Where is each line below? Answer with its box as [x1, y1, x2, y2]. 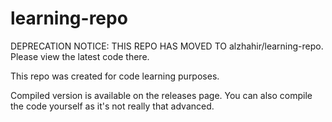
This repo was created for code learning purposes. [10, 70, 220, 82]
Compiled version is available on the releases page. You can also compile [10, 89, 313, 101]
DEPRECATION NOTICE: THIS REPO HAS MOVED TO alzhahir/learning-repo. [10, 40, 324, 52]
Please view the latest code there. [10, 50, 150, 62]
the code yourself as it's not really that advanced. [10, 100, 215, 112]
